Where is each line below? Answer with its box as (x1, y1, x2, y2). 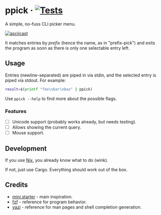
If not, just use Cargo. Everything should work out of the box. (5, 166, 128, 173)
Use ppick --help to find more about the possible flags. (5, 96, 117, 101)
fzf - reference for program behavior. (12, 199, 87, 205)
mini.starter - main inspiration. (12, 194, 73, 199)
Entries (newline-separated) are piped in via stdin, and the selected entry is (5, 72, 157, 78)
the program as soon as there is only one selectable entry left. (5, 45, 130, 51)
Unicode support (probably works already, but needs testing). (12, 118, 137, 124)
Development (5, 144, 47, 153)
